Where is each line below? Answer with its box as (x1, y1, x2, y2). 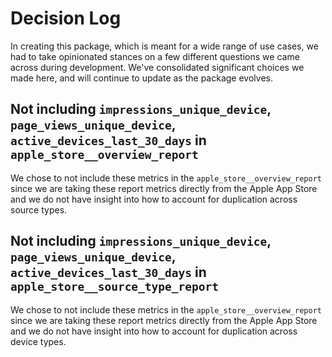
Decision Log (10, 7, 122, 30)
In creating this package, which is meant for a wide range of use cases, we (10, 40, 319, 52)
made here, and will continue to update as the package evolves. (10, 72, 273, 84)
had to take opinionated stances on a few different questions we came (10, 50, 300, 62)
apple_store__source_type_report (10, 280, 220, 294)
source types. (10, 203, 68, 216)
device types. (10, 335, 67, 347)
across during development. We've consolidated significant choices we (10, 61, 305, 73)
